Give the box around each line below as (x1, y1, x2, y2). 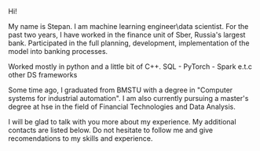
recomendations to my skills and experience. (8, 134, 153, 143)
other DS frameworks (8, 70, 78, 79)
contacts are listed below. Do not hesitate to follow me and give (8, 125, 214, 135)
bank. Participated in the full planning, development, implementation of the (8, 38, 250, 48)
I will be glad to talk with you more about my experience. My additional (8, 117, 237, 126)
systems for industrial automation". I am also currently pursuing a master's (8, 94, 249, 102)
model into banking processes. (8, 47, 108, 56)
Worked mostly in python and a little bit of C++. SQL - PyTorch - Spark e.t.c (8, 62, 253, 71)
